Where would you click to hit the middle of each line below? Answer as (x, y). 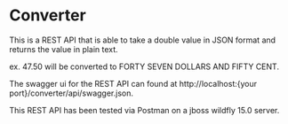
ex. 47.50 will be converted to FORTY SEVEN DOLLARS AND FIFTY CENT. (144, 66)
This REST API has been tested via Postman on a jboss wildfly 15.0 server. (144, 110)
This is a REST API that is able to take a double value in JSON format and (143, 40)
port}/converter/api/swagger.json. (72, 93)
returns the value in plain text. (64, 49)
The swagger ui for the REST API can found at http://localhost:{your (133, 83)
